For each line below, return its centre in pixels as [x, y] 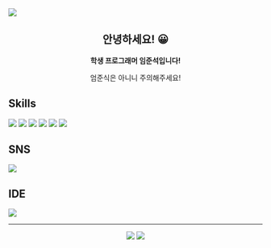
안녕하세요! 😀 [135, 40]
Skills [22, 104]
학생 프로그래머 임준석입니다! [135, 61]
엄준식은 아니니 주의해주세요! [135, 78]
